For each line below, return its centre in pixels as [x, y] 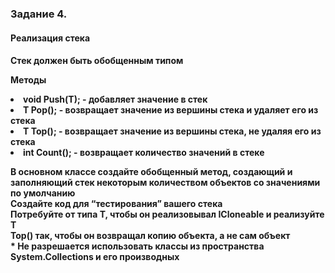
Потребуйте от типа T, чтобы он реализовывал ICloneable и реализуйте [167, 214]
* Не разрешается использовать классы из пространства [137, 246]
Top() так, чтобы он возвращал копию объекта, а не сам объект [150, 236]
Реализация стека [50, 38]
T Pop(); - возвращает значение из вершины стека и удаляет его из [171, 110]
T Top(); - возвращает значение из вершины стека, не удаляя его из [172, 131]
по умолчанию [43, 193]
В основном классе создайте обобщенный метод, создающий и [151, 172]
